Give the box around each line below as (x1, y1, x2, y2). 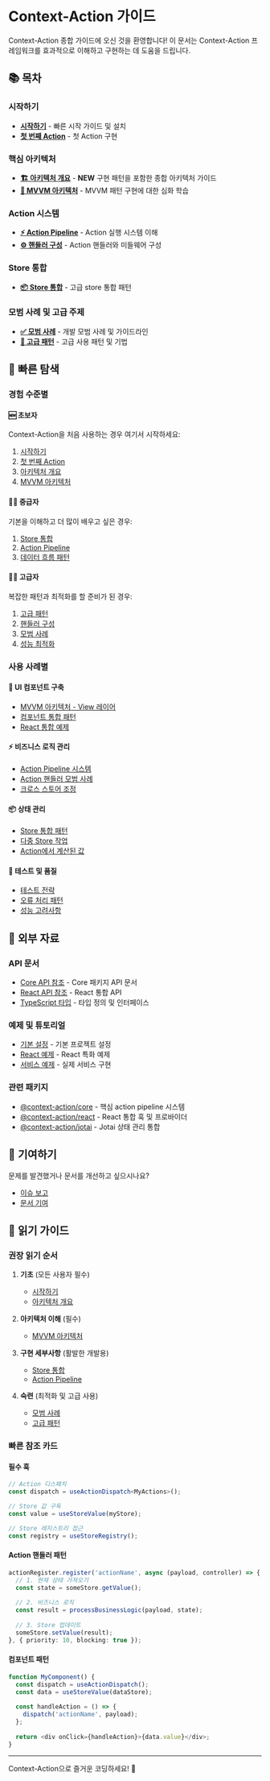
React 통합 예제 (19, 722, 70, 732)
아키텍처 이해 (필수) (19, 1314, 82, 1324)
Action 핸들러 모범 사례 (19, 774, 94, 784)
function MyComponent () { (8, 1673, 95, 1681)
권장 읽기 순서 (8, 1250, 59, 1261)
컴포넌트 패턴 (8, 1654, 50, 1664)
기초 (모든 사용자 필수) (19, 1270, 90, 1280)
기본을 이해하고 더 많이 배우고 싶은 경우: (8, 517, 133, 526)
